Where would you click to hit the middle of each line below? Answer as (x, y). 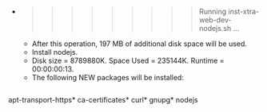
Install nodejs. (55, 52)
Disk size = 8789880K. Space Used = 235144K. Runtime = (128, 60)
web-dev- (215, 20)
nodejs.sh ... (219, 28)
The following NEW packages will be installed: (108, 77)
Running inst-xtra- (229, 12)
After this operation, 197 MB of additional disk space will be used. (139, 44)
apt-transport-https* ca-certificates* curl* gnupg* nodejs (103, 100)
